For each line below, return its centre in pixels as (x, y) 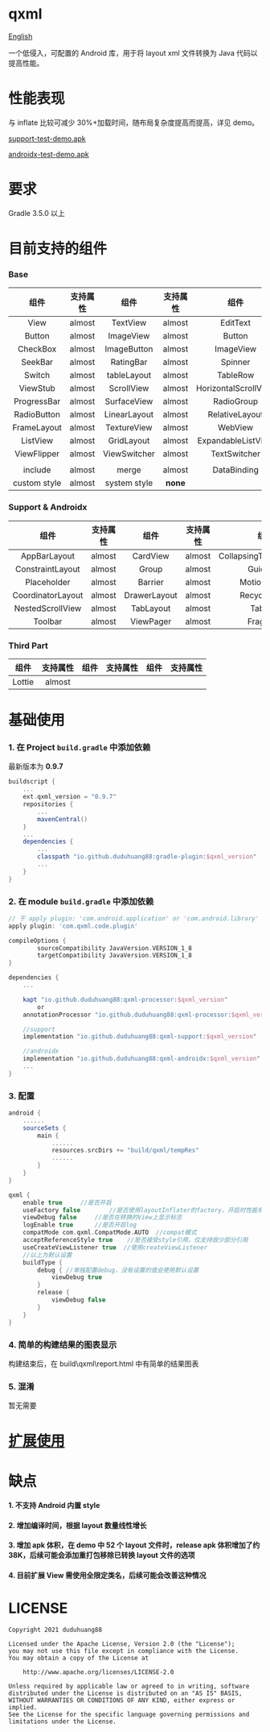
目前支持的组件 (58, 249)
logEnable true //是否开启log (80, 1225)
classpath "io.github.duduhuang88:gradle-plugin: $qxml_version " (147, 857)
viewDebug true (77, 1277)
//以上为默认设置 (47, 1255)
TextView (129, 323)
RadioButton (37, 414)
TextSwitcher (235, 454)
